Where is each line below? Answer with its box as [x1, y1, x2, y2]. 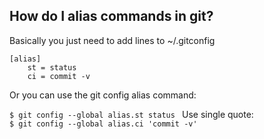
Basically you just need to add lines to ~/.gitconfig [9, 34, 216, 46]
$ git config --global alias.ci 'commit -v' [9, 119, 198, 129]
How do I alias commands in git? [9, 8, 214, 25]
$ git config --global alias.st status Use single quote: [9, 108, 254, 120]
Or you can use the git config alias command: [9, 89, 197, 101]
